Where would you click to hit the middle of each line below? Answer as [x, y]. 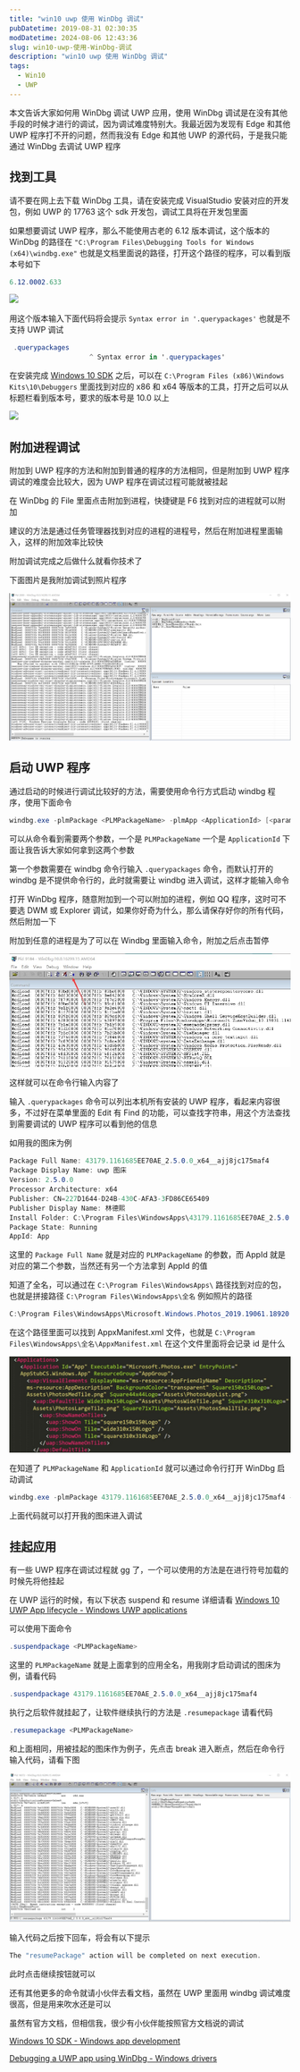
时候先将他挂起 [37, 1581]
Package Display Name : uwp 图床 [68, 1171]
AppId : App [29, 1237]
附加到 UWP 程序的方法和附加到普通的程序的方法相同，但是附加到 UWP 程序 [150, 470]
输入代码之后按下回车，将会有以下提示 [79, 1937]
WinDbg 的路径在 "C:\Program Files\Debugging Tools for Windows [132, 241]
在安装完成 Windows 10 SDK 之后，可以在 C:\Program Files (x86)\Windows [147, 376]
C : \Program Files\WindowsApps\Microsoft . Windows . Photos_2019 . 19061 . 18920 [150, 1315]
